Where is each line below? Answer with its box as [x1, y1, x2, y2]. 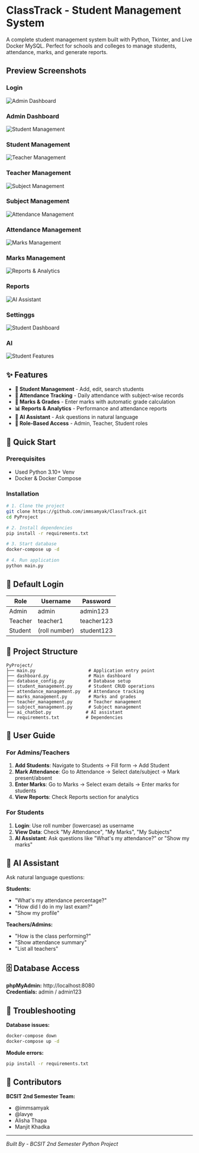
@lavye [14, 1111, 33, 1118]
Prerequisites [6, 455, 46, 463]
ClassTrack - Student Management [6, 4, 182, 17]
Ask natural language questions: [6, 874, 85, 881]
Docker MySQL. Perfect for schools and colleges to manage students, [6, 42, 176, 49]
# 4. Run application [6, 557, 60, 563]
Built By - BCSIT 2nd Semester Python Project [6, 1141, 118, 1148]
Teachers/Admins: [6, 921, 53, 928]
